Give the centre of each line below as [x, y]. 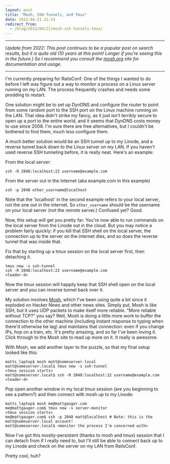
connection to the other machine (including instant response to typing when [84, 321]
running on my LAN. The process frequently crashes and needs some [78, 90]
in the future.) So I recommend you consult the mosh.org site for [72, 59]
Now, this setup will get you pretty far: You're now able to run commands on [84, 220]
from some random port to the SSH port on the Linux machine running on [81, 110]
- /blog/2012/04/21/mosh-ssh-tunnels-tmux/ [56, 29]
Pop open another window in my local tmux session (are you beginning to [82, 389]
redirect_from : [21, 24]
